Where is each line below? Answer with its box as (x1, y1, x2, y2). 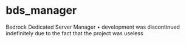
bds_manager (5, 4, 77, 17)
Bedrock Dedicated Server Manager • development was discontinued (5, 23, 181, 30)
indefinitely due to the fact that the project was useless (5, 29, 143, 36)
